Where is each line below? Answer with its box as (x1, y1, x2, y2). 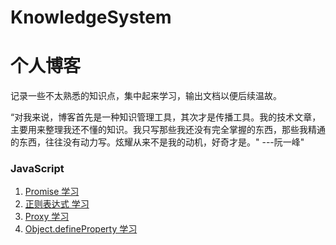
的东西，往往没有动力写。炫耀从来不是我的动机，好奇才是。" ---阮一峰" (10, 136, 305, 148)
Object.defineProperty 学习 (24, 223, 138, 235)
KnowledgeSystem (10, 6, 172, 29)
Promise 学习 (24, 186, 80, 198)
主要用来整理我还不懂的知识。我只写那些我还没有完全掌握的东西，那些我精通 (10, 124, 326, 136)
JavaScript (10, 162, 65, 176)
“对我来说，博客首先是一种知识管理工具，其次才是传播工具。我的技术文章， (10, 111, 322, 123)
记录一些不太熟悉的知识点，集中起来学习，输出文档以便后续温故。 (10, 90, 282, 102)
